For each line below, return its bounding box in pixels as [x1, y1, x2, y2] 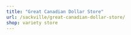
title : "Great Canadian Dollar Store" [6, 8, 104, 15]
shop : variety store [6, 20, 59, 26]
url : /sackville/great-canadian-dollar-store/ [6, 14, 126, 20]
